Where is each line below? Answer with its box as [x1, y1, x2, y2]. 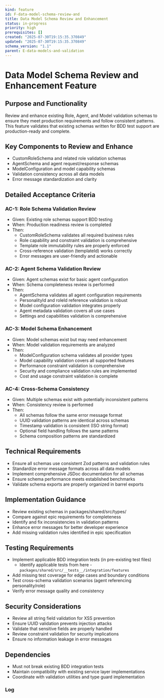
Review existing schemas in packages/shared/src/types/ [12, 508, 126, 514]
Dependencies [5, 650, 50, 659]
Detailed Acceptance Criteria [5, 190, 95, 199]
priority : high [5, 26, 36, 30]
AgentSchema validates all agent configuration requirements [19, 292, 142, 298]
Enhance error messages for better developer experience [12, 524, 128, 530]
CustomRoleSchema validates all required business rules [19, 232, 134, 238]
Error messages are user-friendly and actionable [19, 253, 117, 259]
